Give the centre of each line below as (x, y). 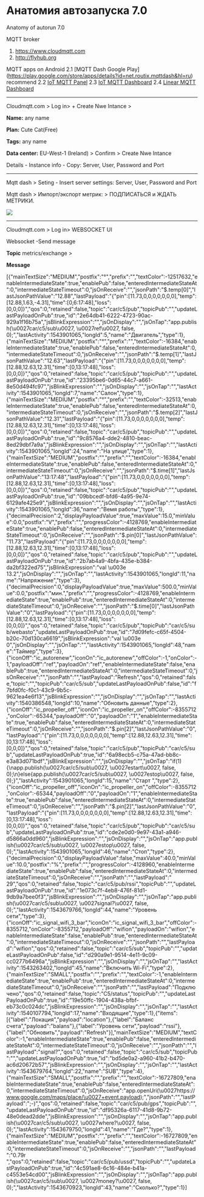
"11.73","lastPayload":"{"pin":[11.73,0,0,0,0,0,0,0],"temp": (76, 541)
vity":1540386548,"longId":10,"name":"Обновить (68, 703)
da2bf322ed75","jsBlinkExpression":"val (56, 567)
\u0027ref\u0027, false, (106, 328)
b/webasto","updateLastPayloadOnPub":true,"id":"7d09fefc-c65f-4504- (97, 632)
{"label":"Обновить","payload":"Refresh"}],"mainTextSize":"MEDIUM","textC (102, 1032)
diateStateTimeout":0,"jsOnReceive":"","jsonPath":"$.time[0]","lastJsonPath (101, 606)
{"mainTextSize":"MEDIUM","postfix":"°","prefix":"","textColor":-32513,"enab (102, 399)
